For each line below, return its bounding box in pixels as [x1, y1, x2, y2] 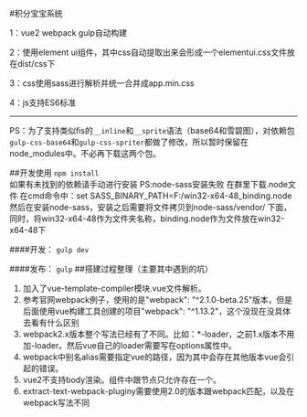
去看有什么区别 [22, 317, 79, 327]
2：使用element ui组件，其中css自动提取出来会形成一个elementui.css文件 [9, 47, 288, 58]
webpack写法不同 [22, 397, 90, 408]
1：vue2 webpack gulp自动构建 [9, 27, 128, 38]
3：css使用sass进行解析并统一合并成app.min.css [9, 78, 195, 89]
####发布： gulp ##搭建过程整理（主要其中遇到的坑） [9, 263, 213, 274]
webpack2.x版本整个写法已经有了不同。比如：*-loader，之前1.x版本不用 [22, 328, 295, 339]
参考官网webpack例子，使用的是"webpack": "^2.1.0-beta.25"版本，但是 [22, 294, 292, 305]
